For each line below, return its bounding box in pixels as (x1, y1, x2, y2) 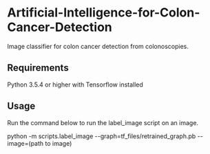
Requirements (7, 62, 69, 74)
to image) (44, 139, 72, 147)
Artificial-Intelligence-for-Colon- (7, 5, 200, 21)
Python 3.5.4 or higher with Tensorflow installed (7, 80, 143, 89)
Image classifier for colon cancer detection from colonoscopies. (7, 42, 189, 50)
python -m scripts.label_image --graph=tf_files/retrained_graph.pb (7, 132, 196, 140)
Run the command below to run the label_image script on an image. (7, 118, 198, 126)
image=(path (7, 139, 44, 147)
